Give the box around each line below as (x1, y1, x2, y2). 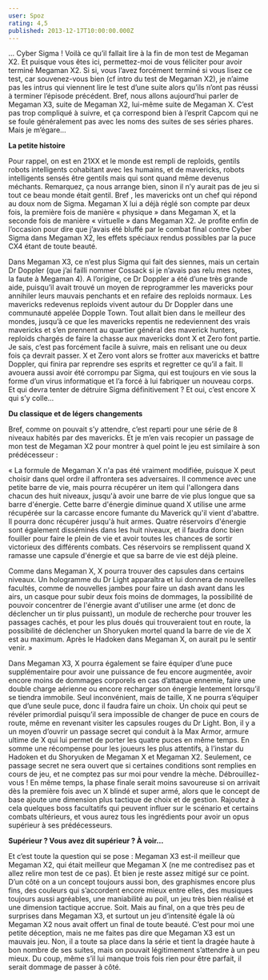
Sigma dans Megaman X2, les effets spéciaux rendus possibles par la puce (8, 233, 256, 243)
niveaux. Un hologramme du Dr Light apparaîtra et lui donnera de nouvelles (8, 575, 256, 585)
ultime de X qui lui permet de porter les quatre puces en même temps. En (8, 735, 250, 745)
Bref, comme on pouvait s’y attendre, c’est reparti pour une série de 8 (8, 424, 238, 434)
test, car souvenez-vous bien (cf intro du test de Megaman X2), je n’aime (8, 74, 250, 84)
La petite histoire (8, 141, 66, 151)
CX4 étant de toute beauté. (8, 241, 98, 251)
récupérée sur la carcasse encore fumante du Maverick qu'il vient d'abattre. (8, 508, 259, 518)
